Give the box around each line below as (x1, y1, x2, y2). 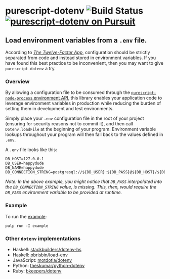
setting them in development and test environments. (5, 106, 114, 112)
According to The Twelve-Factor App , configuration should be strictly (5, 50, 150, 55)
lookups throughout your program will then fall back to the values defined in (5, 131, 163, 137)
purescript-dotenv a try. (5, 66, 56, 71)
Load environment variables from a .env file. (5, 36, 147, 44)
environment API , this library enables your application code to (33, 95, 162, 101)
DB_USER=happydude (5, 161, 44, 166)
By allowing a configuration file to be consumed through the (5, 89, 131, 96)
